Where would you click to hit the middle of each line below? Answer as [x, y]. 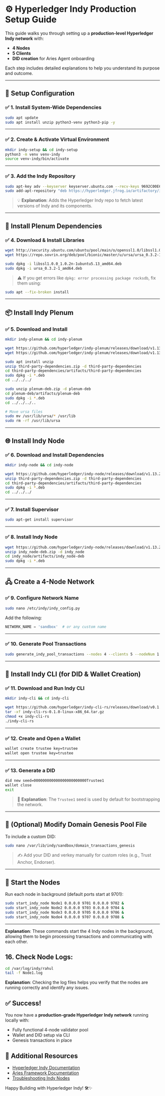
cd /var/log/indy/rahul [29, 968]
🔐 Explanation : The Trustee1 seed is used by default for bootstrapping [88, 799]
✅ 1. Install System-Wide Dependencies [53, 107]
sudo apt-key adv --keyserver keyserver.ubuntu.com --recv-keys [72, 186]
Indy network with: [25, 38]
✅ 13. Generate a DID [30, 770]
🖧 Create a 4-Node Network [50, 582]
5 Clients [21, 53]
